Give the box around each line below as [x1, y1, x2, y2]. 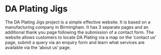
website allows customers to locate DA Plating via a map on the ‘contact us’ [5, 34, 157, 40]
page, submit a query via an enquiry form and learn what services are [5, 39, 145, 45]
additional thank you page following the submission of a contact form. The [5, 29, 154, 35]
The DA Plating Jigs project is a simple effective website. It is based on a [5, 19, 151, 25]
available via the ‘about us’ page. [5, 44, 71, 50]
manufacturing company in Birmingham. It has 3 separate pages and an [5, 24, 149, 30]
